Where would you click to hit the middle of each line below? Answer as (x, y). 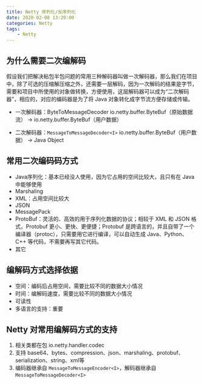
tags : (13, 29)
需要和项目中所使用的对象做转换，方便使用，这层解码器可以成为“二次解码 (98, 91)
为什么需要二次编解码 (46, 60)
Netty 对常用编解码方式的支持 (62, 329)
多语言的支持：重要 (39, 308)
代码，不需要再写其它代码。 (68, 241)
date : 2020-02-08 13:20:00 (40, 18)
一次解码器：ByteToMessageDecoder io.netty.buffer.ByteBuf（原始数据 (104, 112)
